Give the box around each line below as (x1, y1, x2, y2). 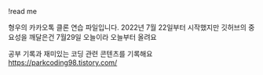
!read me (8, 7, 38, 16)
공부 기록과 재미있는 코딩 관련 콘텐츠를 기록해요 (8, 49, 153, 58)
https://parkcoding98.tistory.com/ (8, 58, 118, 67)
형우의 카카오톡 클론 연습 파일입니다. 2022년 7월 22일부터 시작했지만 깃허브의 (8, 23, 247, 32)
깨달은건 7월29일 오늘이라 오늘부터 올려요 (28, 33, 157, 41)
